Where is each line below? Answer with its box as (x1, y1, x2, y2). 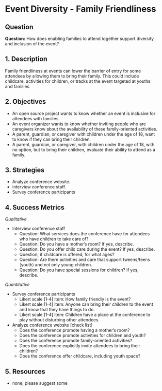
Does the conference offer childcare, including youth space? (19, 353, 141, 359)
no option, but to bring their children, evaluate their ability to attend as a (12, 147, 156, 152)
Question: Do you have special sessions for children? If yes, (19, 267, 139, 273)
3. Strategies (5, 166, 45, 174)
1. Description (5, 55, 48, 63)
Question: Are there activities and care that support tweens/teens (19, 257, 150, 262)
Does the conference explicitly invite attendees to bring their (19, 343, 141, 349)
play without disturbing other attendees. (19, 317, 99, 323)
